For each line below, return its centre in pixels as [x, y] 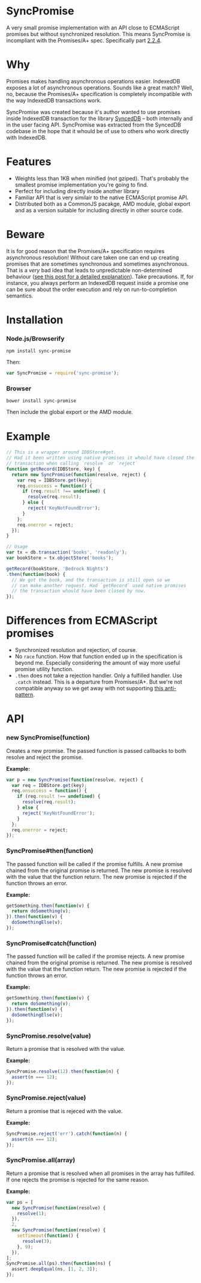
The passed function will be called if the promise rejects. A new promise [95, 956]
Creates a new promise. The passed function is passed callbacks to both [96, 750]
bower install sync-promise [41, 401]
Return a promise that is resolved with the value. [66, 1048]
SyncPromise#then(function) [50, 851]
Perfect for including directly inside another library [77, 191]
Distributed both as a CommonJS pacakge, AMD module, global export [103, 204]
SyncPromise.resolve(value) [49, 1036]
